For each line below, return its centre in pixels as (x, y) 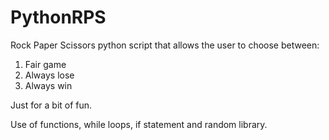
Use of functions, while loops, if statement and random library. (139, 124)
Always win (48, 85)
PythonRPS (58, 17)
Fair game (45, 64)
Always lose (49, 75)
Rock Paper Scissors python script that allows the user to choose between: (165, 45)
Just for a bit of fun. (51, 105)
